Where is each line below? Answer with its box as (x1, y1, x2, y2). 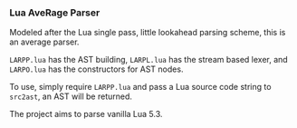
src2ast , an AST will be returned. (9, 91, 133, 102)
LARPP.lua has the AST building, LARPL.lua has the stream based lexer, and (9, 54, 288, 65)
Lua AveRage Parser (9, 6, 101, 19)
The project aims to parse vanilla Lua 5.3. (9, 109, 163, 120)
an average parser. (9, 36, 80, 47)
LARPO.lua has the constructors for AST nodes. (9, 64, 184, 74)
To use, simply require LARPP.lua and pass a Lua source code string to (9, 82, 272, 93)
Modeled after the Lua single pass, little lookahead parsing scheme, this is (9, 27, 286, 38)
